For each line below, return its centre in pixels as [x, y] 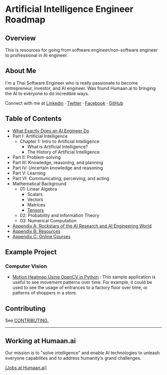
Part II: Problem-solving [37, 157]
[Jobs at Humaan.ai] [26, 368]
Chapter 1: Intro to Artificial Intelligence [60, 141]
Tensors [36, 210]
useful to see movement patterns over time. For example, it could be [82, 282]
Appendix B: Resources [36, 231]
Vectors [35, 199]
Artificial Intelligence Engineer [69, 9]
